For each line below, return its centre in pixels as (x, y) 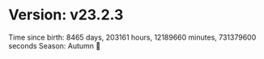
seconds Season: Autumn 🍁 (55, 45)
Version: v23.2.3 (66, 15)
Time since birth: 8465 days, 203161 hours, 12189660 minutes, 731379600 (132, 37)
